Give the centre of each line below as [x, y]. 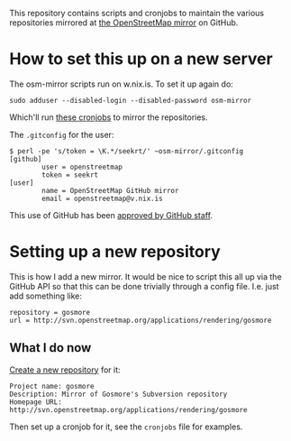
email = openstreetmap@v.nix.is [103, 198]
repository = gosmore [50, 312]
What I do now [50, 348]
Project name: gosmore [52, 386]
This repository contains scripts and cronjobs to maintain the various [136, 13]
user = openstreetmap [82, 167]
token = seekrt [70, 175]
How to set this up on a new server [141, 59]
